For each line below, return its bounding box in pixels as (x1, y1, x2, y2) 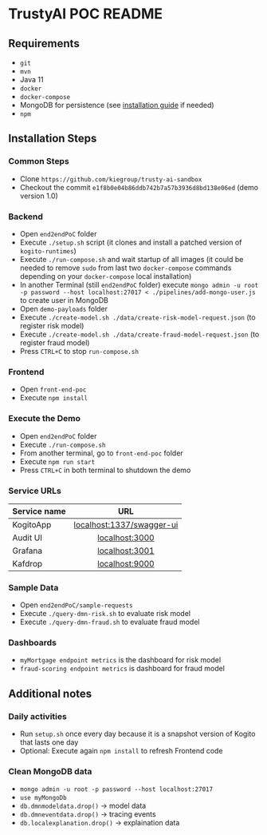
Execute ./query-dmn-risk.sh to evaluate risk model (19, 609, 191, 618)
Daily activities (8, 710, 68, 722)
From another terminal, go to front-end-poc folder (19, 448, 183, 458)
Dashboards (8, 637, 57, 648)
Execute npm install (19, 393, 88, 403)
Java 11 (19, 75, 44, 84)
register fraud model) (19, 337, 90, 348)
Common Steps (8, 156, 69, 167)
